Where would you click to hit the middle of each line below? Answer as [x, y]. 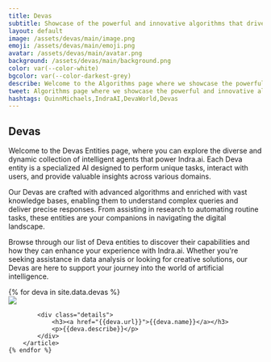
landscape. [27, 226]
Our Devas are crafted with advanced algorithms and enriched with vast [128, 192]
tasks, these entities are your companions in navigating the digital [117, 218]
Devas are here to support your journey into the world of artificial [116, 268]
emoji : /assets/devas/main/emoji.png [72, 46]
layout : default [35, 31]
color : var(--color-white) [54, 69]
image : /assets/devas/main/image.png [72, 38]
